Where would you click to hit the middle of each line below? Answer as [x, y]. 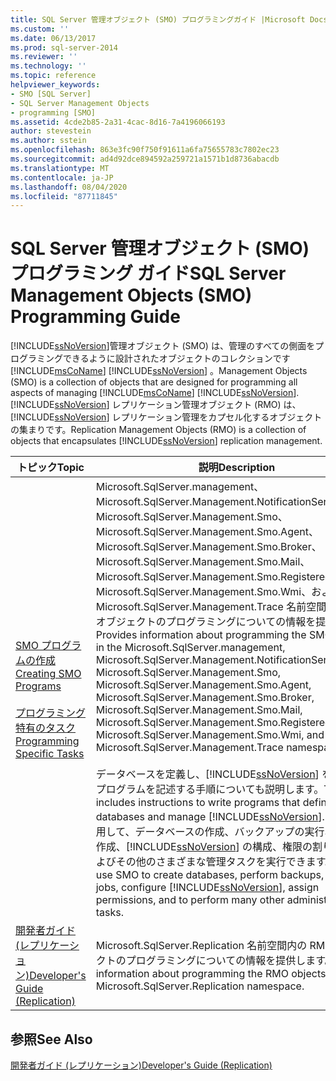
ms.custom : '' [40, 29]
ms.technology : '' [48, 66]
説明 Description [237, 468]
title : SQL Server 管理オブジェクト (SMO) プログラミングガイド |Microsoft [158, 19]
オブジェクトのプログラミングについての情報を [206, 622]
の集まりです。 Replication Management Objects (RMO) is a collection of [158, 430]
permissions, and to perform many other [190, 900]
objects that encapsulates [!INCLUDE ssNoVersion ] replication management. [166, 441]
